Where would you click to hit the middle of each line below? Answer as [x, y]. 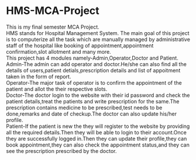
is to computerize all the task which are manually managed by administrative [98, 39]
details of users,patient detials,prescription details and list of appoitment [93, 70]
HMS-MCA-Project [53, 11]
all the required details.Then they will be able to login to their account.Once [97, 132]
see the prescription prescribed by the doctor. [61, 151]
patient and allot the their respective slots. [57, 89]
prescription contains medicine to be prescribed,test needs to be [84, 107]
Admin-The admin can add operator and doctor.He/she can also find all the [97, 64]
